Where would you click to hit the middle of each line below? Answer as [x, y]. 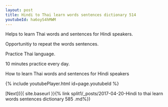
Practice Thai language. [30, 54]
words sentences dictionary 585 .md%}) [48, 99]
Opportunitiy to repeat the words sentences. [52, 44]
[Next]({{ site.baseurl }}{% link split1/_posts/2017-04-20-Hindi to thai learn [84, 94]
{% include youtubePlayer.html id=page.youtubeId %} [62, 84]
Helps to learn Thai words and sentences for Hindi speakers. [69, 34]
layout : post [19, 10]
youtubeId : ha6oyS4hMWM [31, 19]
